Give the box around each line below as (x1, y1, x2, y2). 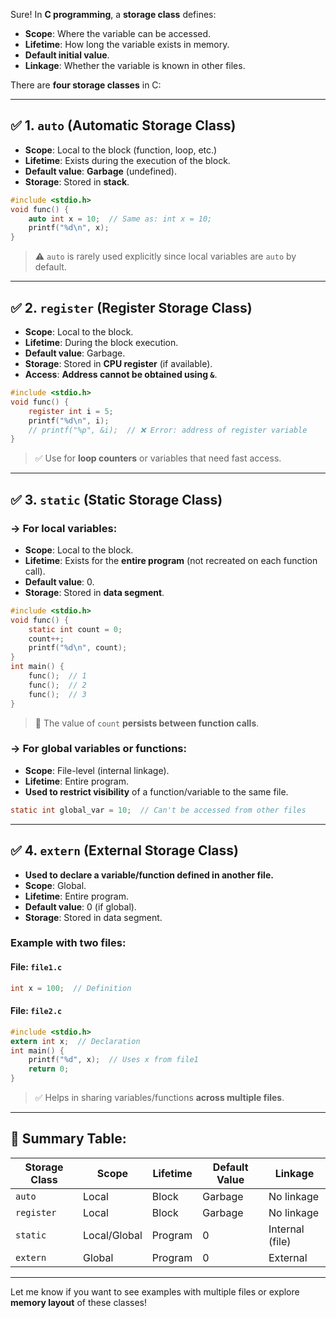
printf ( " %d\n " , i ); (28, 415, 110, 426)
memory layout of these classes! (10, 1296, 148, 1308)
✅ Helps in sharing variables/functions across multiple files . (34, 1092, 285, 1103)
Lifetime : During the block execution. (24, 337, 179, 348)
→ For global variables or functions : (10, 742, 187, 756)
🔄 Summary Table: (10, 1130, 127, 1148)
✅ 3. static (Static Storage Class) (10, 491, 223, 508)
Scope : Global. (24, 879, 87, 891)
